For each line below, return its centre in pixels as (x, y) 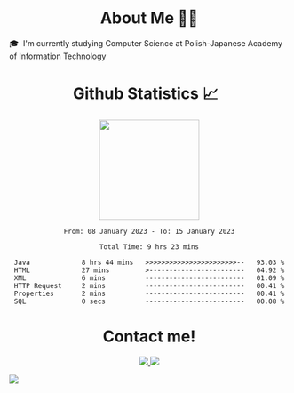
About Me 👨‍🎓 (149, 18)
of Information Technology (58, 56)
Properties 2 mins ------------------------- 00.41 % (149, 293)
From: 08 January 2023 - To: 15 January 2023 (149, 231)
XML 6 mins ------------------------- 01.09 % (149, 278)
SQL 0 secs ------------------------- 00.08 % (149, 301)
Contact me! (149, 337)
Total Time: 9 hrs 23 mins (149, 247)
